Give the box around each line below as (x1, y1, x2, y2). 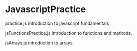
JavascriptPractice (5, 4, 86, 15)
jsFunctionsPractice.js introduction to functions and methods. (5, 30, 132, 36)
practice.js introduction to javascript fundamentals (5, 20, 109, 26)
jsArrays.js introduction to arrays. (5, 39, 74, 46)
